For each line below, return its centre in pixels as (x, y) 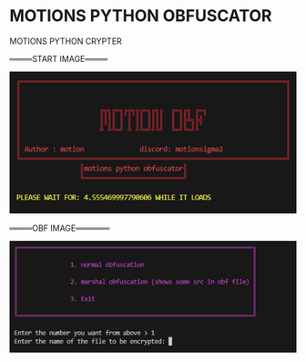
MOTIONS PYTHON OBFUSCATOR (141, 16)
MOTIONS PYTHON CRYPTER (66, 41)
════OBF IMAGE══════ (60, 228)
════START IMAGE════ (59, 58)
